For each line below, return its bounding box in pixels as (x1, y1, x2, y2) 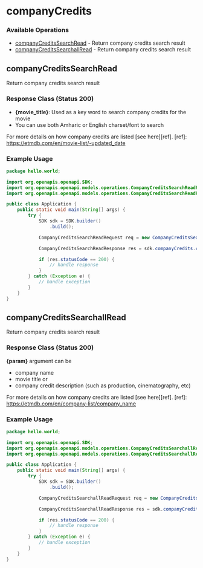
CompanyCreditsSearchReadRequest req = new (38, 234, 150, 240)
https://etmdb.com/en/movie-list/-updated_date (6, 139, 126, 146)
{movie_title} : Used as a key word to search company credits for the (14, 108, 187, 115)
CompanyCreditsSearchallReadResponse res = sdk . (38, 506, 164, 512)
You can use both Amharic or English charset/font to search (14, 121, 164, 128)
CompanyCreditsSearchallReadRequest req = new (38, 495, 158, 501)
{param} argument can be (6, 357, 72, 364)
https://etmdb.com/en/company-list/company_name (6, 400, 137, 407)
